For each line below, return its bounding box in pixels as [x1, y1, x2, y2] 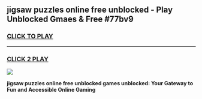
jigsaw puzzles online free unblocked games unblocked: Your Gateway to [7, 79, 194, 86]
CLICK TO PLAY [7, 32, 53, 41]
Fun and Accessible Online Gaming [7, 86, 96, 93]
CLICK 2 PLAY [7, 55, 49, 63]
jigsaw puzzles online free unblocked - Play [7, 5, 173, 15]
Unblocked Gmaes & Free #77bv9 [7, 14, 134, 25]
